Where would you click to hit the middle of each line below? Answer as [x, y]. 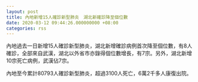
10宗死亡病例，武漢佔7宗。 [39, 61]
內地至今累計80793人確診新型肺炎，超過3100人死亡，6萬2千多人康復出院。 [99, 73]
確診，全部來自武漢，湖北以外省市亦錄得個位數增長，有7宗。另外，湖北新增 [99, 53]
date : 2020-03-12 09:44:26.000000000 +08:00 [62, 23]
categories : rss [26, 28]
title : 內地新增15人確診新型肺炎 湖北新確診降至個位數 [67, 17]
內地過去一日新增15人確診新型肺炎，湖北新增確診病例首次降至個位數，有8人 [99, 46]
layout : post [22, 12]
